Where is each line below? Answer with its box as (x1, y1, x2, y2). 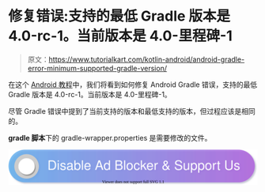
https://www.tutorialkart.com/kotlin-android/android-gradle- (48, 55, 245, 64)
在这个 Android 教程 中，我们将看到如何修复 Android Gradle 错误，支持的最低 (8, 80, 258, 89)
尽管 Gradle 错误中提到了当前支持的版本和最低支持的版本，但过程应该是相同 (8, 106, 256, 115)
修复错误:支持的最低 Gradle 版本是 (8, 7, 231, 25)
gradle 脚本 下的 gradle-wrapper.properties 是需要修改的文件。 (8, 133, 212, 142)
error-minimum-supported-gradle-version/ (27, 63, 168, 73)
